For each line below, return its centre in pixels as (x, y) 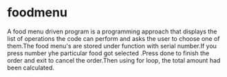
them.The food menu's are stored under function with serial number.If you (112, 46)
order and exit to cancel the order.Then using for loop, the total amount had (114, 60)
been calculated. (31, 67)
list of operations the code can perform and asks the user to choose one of (113, 38)
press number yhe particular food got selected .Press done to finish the (108, 53)
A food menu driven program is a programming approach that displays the (112, 31)
